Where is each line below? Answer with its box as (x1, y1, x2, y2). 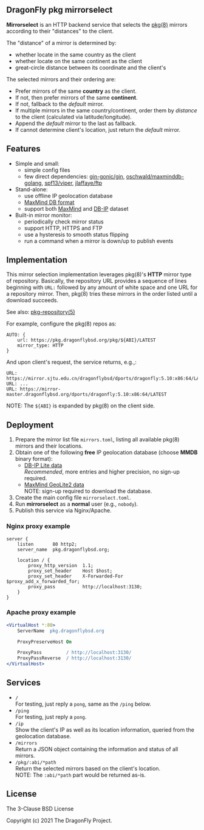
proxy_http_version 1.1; (28, 562, 94, 568)
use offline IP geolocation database (24, 192, 113, 199)
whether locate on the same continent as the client (15, 57, 143, 64)
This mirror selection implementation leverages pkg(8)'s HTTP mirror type (6, 271, 192, 278)
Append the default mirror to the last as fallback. (15, 120, 137, 127)
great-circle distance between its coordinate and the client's (15, 64, 166, 71)
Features (6, 144, 41, 154)
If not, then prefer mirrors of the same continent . (15, 94, 138, 101)
